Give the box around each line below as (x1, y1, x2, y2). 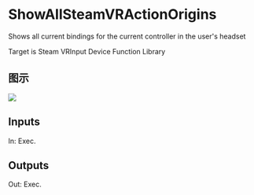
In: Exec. (8, 136, 36, 145)
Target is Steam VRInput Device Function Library (8, 46, 166, 56)
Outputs (8, 159, 50, 172)
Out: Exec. (8, 179, 42, 189)
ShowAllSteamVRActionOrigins (8, 6, 217, 24)
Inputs (8, 116, 41, 129)
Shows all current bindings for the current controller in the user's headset (8, 31, 246, 41)
